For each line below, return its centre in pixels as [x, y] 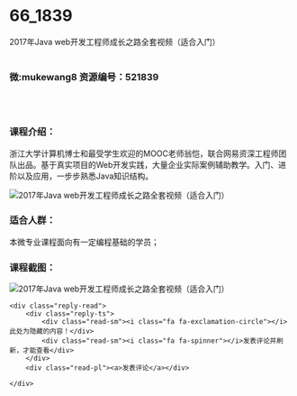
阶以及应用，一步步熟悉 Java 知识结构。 [81, 176]
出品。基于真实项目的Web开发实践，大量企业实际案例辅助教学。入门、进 [151, 164]
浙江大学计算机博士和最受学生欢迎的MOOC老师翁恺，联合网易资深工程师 [144, 153]
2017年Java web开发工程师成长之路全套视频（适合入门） [115, 41]
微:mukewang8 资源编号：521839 [84, 77]
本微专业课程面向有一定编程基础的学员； [84, 242]
